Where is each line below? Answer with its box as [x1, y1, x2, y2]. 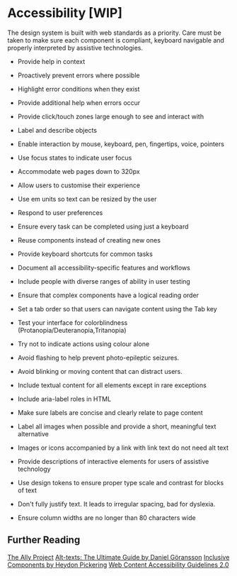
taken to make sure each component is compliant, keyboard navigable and [7, 35, 225, 44]
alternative [17, 429, 50, 438]
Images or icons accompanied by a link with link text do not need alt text [17, 443, 229, 452]
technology [17, 465, 51, 473]
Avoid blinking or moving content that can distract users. [17, 367, 183, 375]
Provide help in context [17, 57, 86, 65]
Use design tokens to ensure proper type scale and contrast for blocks [17, 478, 224, 487]
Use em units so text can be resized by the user [17, 194, 157, 203]
